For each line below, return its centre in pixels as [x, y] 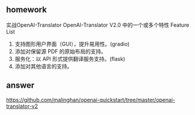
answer [20, 86]
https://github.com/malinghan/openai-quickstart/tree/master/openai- [91, 100]
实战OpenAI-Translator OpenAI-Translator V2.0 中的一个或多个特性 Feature [98, 25]
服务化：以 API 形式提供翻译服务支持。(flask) [70, 58]
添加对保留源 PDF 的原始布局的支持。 [60, 51]
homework [26, 10]
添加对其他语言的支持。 [43, 66]
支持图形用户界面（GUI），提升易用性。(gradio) [72, 43]
